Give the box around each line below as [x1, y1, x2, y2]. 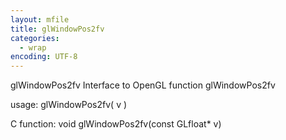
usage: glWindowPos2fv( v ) [10, 99, 128, 111]
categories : [10, 33, 60, 43]
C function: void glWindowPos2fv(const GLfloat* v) [10, 118, 222, 130]
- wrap [19, 42, 47, 53]
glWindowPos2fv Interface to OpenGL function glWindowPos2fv [10, 79, 276, 91]
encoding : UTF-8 [10, 52, 78, 62]
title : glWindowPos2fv [10, 24, 105, 34]
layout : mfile [10, 14, 70, 25]
